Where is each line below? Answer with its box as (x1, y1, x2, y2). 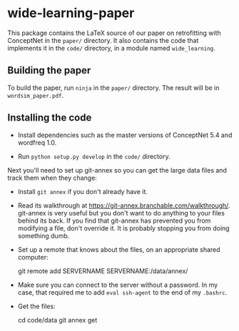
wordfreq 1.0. (17, 138, 57, 147)
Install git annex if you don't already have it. (17, 187, 148, 195)
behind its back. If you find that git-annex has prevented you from (17, 216, 211, 225)
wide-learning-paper (7, 5, 135, 21)
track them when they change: (7, 173, 98, 182)
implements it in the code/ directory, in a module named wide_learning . (7, 44, 215, 52)
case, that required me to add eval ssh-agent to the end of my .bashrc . (17, 287, 228, 297)
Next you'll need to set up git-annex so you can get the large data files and (7, 165, 227, 174)
